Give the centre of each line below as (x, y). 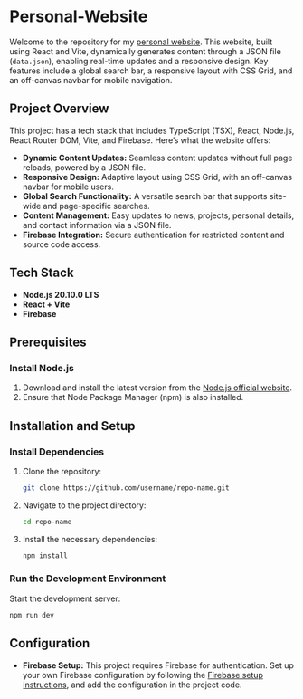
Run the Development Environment (88, 579)
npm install (45, 555)
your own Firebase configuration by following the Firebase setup (143, 675)
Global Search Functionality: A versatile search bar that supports (145, 196)
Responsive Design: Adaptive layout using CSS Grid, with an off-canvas (157, 177)
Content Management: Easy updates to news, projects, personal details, (158, 215)
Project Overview (59, 109)
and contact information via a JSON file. (97, 225)
